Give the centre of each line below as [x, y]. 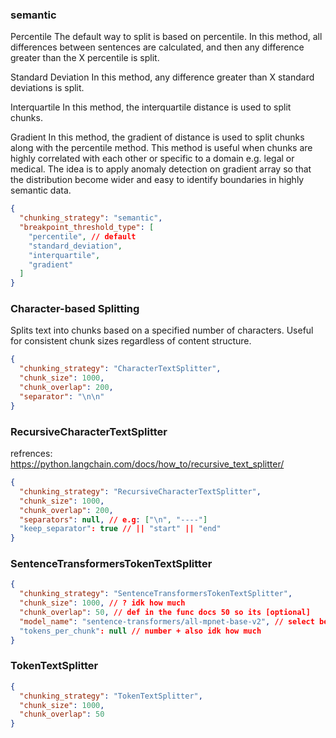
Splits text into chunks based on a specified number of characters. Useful [162, 330]
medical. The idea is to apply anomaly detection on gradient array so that [161, 169]
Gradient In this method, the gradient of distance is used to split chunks [157, 137]
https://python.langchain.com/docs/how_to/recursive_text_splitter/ [147, 464]
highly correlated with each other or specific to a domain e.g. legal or [152, 159]
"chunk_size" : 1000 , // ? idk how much [102, 603]
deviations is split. [47, 88]
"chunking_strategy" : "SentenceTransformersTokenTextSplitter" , [156, 594]
